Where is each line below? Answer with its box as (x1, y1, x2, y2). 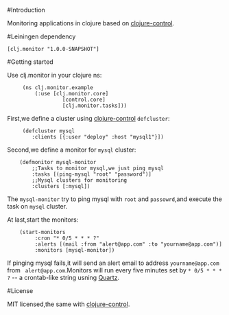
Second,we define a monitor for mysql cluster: (7, 145, 136, 154)
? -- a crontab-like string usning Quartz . (7, 274, 120, 281)
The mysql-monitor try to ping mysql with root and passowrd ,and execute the (7, 195, 223, 203)
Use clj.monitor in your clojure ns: (7, 71, 102, 79)
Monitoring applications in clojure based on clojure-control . (7, 19, 175, 27)
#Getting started (7, 58, 53, 66)
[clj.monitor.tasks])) (62, 102, 128, 109)
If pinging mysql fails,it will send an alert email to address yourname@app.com (7, 259, 219, 267)
